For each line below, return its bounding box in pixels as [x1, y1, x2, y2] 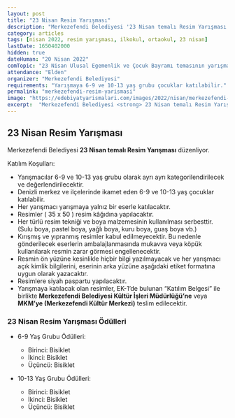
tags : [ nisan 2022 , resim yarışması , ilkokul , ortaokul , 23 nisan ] [7, 36, 208, 43]
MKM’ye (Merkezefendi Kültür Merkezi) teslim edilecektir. [17, 298, 187, 308]
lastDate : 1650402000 [7, 43, 71, 50]
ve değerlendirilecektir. [17, 180, 84, 189]
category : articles [7, 29, 64, 37]
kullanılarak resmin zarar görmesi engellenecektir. [17, 247, 161, 255]
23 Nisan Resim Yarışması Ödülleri [7, 316, 127, 326]
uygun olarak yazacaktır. [17, 269, 89, 278]
